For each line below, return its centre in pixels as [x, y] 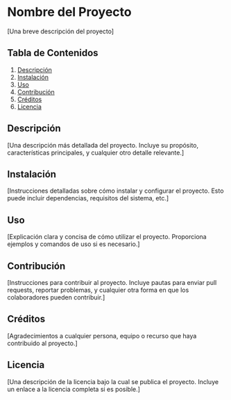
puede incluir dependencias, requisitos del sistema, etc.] [88, 198]
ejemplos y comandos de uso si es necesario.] [74, 244]
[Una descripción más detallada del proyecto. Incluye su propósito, [103, 145]
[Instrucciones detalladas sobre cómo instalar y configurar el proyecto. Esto [115, 191]
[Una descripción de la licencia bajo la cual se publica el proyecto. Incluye [113, 381]
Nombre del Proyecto [69, 12]
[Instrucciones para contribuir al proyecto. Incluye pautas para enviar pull [112, 282]
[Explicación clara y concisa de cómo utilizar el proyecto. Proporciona [107, 237]
